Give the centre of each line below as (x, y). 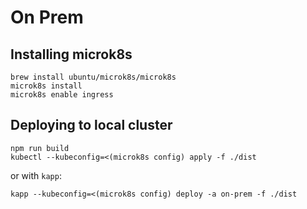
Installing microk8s (71, 54)
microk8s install (46, 86)
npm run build (40, 148)
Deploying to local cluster (91, 125)
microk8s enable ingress (62, 95)
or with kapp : (36, 175)
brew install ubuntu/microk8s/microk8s (93, 77)
